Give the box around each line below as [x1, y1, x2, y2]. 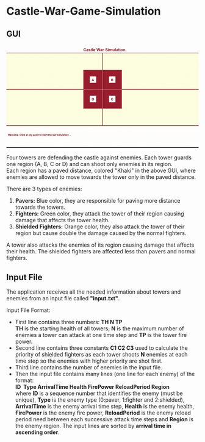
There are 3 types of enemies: [6, 185, 82, 193]
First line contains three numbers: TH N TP [15, 319, 123, 326]
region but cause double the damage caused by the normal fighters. [15, 230, 187, 237]
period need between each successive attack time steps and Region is [15, 416, 194, 423]
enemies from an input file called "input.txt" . [6, 295, 120, 302]
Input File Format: [6, 306, 51, 314]
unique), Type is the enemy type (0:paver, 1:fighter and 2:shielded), [15, 396, 185, 404]
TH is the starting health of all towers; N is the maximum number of [15, 325, 184, 332]
